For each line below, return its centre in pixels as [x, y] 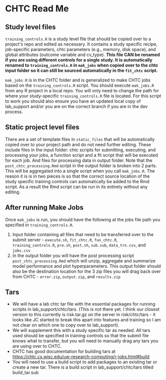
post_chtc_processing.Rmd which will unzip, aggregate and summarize [84, 260]
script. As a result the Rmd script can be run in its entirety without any [76, 187]
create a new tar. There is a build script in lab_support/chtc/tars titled [83, 367]
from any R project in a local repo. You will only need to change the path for [82, 91]
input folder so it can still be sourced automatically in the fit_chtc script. [82, 70]
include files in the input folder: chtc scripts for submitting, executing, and [81, 150]
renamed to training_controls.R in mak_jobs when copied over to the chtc [82, 65]
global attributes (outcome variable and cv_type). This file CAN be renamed [83, 55]
